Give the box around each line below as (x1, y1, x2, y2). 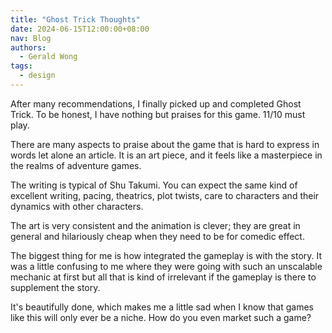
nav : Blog (10, 33, 52, 43)
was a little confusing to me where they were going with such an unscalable (10, 260, 323, 272)
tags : (10, 61, 33, 71)
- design (19, 71, 56, 81)
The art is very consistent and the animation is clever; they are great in (10, 219, 301, 231)
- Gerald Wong (19, 52, 78, 62)
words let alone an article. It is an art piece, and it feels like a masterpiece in (10, 149, 323, 161)
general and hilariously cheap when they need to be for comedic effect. (10, 230, 305, 242)
